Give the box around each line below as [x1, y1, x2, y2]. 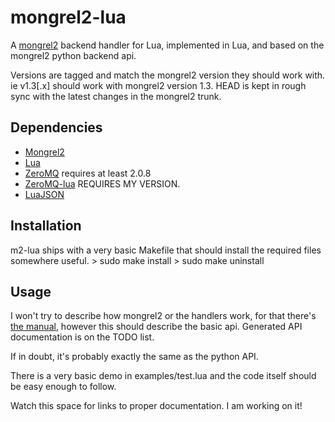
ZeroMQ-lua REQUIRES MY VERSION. [24, 177, 181, 190]
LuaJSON [24, 188, 65, 200]
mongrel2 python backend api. [10, 49, 137, 61]
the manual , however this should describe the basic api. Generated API [10, 321, 303, 333]
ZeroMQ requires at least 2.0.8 [24, 167, 152, 179]
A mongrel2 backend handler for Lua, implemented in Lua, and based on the [10, 39, 325, 51]
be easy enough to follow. [10, 381, 117, 393]
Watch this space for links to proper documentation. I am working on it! [10, 400, 303, 412]
